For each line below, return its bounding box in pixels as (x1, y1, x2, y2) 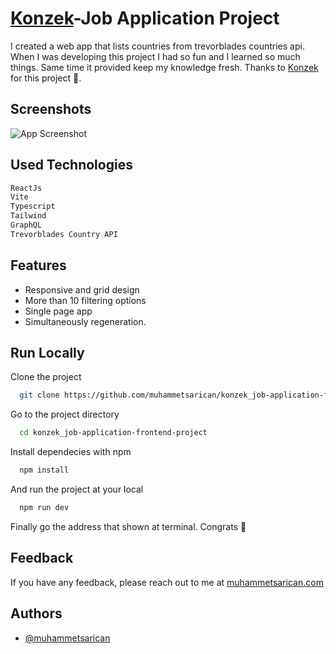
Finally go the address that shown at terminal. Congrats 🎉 (10, 520, 247, 532)
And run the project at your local (10, 483, 144, 496)
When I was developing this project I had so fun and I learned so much (10, 50, 301, 62)
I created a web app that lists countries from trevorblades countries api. (10, 40, 305, 52)
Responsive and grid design (24, 283, 140, 296)
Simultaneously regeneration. (24, 315, 147, 327)
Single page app (24, 305, 93, 317)
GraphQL (10, 220, 43, 231)
